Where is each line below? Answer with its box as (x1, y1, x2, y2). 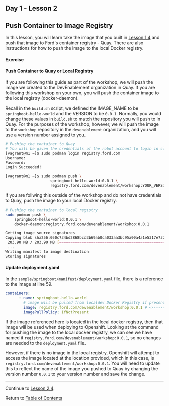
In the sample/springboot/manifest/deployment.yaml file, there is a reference (5, 276, 163, 282)
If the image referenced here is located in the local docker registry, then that (5, 319, 163, 325)
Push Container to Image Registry (5, 21, 113, 30)
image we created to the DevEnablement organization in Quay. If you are (5, 85, 155, 90)
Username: (5, 155, 26, 160)
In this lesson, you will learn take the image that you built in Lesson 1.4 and (5, 35, 160, 41)
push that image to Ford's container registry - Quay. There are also (5, 40, 144, 46)
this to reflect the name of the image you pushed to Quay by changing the (5, 366, 158, 372)
